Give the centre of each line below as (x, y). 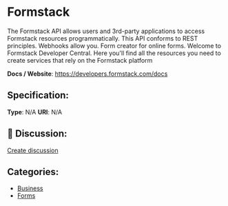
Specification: (38, 95)
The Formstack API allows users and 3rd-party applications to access (106, 31)
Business (30, 188)
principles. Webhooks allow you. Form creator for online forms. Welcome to (114, 45)
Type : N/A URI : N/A (35, 112)
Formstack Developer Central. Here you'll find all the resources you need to (114, 53)
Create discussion (33, 150)
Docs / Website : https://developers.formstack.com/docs (87, 74)
